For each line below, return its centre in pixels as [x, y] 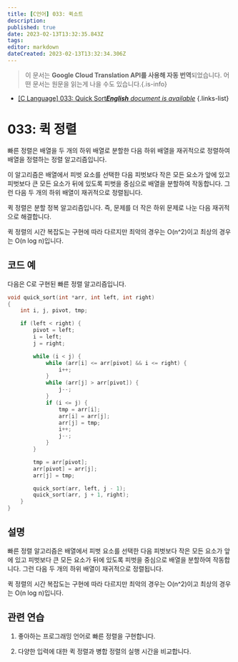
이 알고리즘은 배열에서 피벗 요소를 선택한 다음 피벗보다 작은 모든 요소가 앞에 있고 [119, 174]
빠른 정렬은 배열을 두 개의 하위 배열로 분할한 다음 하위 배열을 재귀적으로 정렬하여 [119, 150]
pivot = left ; [54, 330]
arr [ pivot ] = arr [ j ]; [65, 468]
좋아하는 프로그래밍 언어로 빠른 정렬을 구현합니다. [86, 636]
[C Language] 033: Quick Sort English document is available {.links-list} [123, 98]
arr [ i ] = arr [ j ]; [84, 416]
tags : [15, 41]
